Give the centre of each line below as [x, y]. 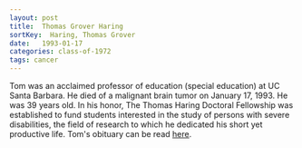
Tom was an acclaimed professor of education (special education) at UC [145, 86]
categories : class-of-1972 [60, 52]
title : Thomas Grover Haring [67, 26]
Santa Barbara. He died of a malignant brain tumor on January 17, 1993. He [149, 95]
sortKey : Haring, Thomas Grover [73, 35]
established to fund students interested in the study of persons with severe [150, 115]
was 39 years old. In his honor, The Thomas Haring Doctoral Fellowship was [151, 105]
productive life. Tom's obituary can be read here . [101, 134]
